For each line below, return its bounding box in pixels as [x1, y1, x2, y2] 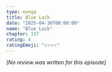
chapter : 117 [6, 31, 39, 37]
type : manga [6, 8, 36, 15]
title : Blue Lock [6, 14, 50, 20]
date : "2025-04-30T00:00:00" [6, 20, 80, 26]
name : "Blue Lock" [6, 25, 53, 32]
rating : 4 [6, 37, 31, 43]
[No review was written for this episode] [6, 58, 107, 66]
